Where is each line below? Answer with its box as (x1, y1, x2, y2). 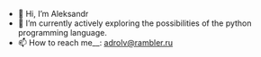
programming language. (17, 28, 108, 37)
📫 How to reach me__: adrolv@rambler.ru (17, 37, 174, 48)
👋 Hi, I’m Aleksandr (17, 9, 89, 19)
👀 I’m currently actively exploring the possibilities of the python (17, 18, 252, 28)
